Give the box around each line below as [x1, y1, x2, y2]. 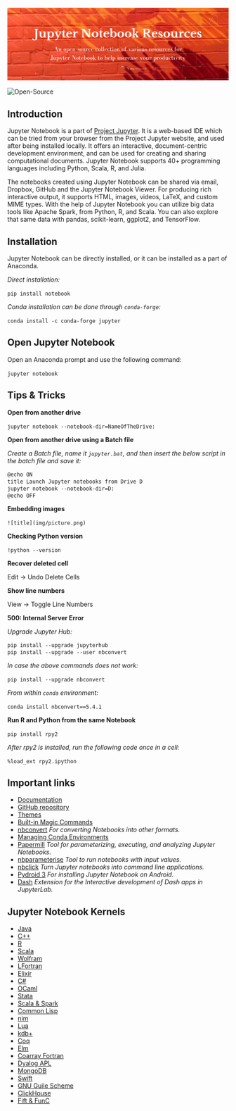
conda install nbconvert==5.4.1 [7, 703, 102, 710]
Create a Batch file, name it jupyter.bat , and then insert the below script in [7, 448, 226, 458]
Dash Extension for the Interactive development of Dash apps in [17, 878, 204, 886]
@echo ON [7, 471, 33, 478]
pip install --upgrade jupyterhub [7, 641, 109, 648]
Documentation [17, 796, 63, 804]
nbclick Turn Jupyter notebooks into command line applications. [17, 863, 205, 872]
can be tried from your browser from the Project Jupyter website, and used [7, 134, 225, 143]
